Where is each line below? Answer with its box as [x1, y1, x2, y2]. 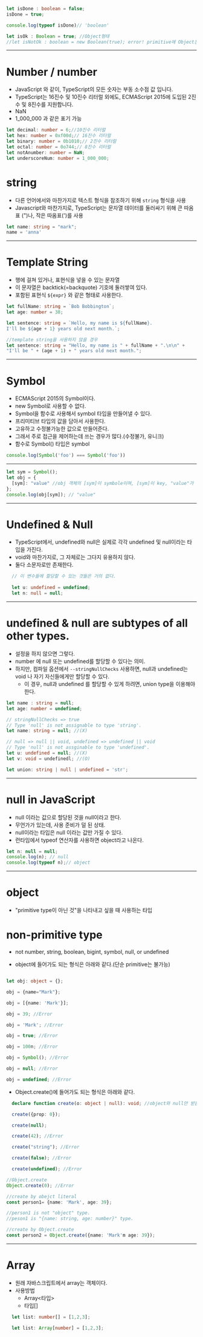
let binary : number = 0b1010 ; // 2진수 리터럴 [6, 138, 117, 145]
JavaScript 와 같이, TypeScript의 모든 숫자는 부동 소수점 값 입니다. [14, 85, 173, 93]
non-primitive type [6, 928, 103, 942]
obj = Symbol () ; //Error [6, 1055, 69, 1061]
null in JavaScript [6, 793, 95, 806]
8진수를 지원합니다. [28, 101, 74, 108]
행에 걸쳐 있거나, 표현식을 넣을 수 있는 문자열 [14, 276, 120, 284]
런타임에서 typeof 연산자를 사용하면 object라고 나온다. [14, 836, 144, 844]
